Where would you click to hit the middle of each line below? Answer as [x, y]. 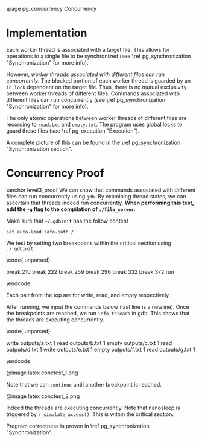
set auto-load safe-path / [40, 232]
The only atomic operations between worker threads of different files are [96, 118]
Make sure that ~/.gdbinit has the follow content [67, 221]
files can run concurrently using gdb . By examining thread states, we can [96, 196]
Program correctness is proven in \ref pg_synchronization [78, 426]
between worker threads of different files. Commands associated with [93, 93]
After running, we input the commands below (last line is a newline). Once [98, 306]
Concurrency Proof [55, 173]
